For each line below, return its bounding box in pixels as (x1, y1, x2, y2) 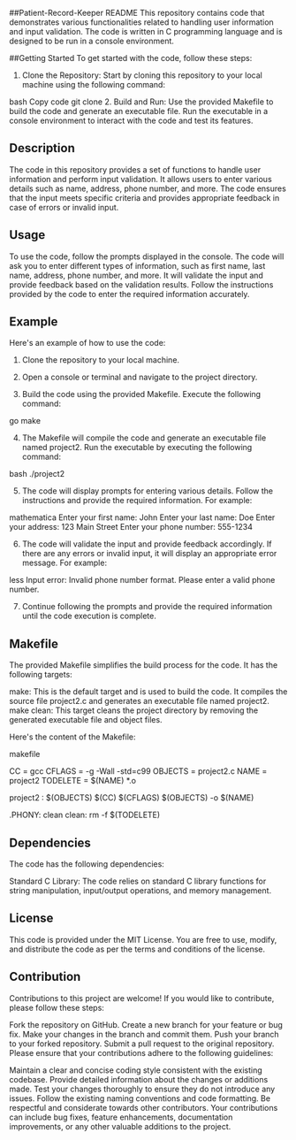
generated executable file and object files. (9, 715, 163, 725)
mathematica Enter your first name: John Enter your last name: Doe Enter (9, 512, 276, 523)
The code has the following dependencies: (9, 859, 165, 869)
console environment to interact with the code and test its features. (9, 115, 254, 126)
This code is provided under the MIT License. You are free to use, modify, (9, 934, 277, 945)
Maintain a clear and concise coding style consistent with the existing (9, 1065, 262, 1075)
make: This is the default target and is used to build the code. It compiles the (9, 686, 288, 697)
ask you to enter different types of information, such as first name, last (9, 260, 266, 271)
